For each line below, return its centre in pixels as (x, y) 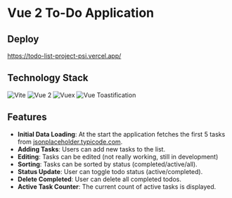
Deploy (23, 39)
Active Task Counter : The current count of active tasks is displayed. (117, 186)
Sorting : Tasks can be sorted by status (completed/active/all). (108, 164)
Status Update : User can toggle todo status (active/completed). (110, 171)
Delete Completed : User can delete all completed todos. (99, 179)
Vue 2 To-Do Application (81, 13)
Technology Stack (48, 78)
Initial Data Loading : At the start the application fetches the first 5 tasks (121, 134)
